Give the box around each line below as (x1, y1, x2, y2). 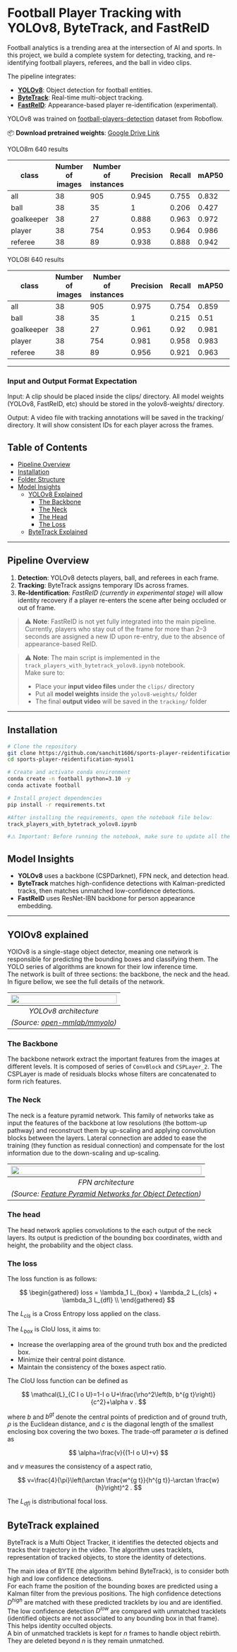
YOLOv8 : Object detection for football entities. (17, 85, 153, 94)
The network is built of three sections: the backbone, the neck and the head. (7, 970, 230, 978)
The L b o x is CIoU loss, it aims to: (7, 1324, 101, 1335)
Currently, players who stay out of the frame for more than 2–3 (24, 624, 207, 633)
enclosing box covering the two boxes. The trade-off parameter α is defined (7, 1427, 229, 1436)
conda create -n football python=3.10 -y (7, 776, 131, 783)
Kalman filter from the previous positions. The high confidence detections (7, 1589, 221, 1598)
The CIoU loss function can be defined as (7, 1376, 128, 1385)
